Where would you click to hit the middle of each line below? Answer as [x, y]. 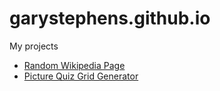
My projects [34, 46]
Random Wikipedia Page [74, 65]
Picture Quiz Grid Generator [81, 76]
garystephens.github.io [110, 18]
